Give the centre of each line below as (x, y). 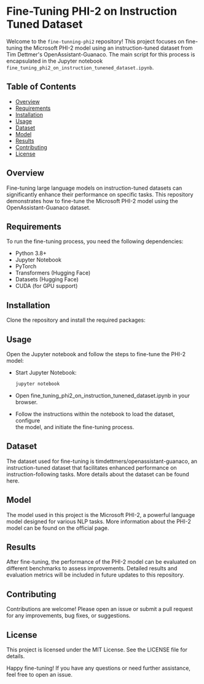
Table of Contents (41, 87)
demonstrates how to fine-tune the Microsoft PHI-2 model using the (92, 201)
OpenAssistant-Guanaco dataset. (49, 208)
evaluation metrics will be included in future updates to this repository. (95, 575)
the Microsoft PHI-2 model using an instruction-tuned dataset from (108, 48)
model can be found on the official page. (58, 528)
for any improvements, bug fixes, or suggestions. (69, 616)
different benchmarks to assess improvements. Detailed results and (92, 569)
